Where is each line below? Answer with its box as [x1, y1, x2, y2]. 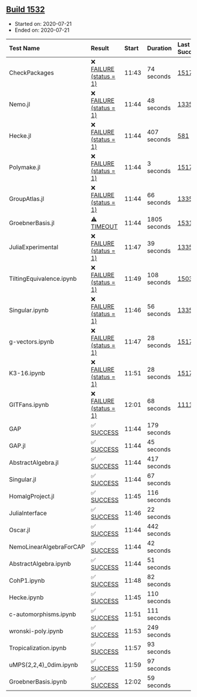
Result [90, 44, 110, 52]
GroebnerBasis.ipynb [9, 677, 67, 685]
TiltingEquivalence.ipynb [9, 274, 77, 283]
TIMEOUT [90, 222, 118, 230]
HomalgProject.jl [9, 492, 55, 500]
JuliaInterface [9, 509, 47, 517]
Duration [147, 44, 172, 52]
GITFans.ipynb [9, 400, 49, 409]
